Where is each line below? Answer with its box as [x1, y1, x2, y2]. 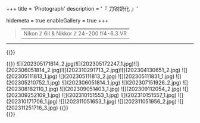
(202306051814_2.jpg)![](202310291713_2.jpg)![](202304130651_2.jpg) [6, 67, 181, 74]
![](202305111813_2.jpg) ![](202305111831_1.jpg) [58, 73, 175, 80]
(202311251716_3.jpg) [6, 104, 58, 111]
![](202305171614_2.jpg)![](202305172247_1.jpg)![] [16, 60, 139, 67]
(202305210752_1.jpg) [6, 79, 61, 86]
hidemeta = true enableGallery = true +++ [6, 17, 109, 24]
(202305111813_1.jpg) [6, 73, 58, 80]
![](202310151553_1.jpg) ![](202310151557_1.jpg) [61, 92, 177, 99]
